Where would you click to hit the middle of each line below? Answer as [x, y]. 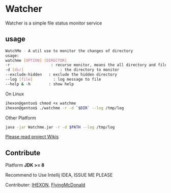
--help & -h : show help [39, 84]
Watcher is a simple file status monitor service [54, 23]
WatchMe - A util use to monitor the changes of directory [69, 51]
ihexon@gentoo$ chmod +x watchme [41, 103]
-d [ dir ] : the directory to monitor [62, 70]
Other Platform [21, 117]
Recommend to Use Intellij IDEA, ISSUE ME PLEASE [59, 175]
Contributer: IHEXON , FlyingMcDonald [45, 185]
